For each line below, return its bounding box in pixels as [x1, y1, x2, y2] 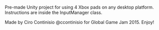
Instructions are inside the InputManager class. [5, 9, 102, 15]
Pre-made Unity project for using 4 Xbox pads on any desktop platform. [5, 4, 154, 10]
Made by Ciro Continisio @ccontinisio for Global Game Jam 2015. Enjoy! [5, 19, 154, 25]
